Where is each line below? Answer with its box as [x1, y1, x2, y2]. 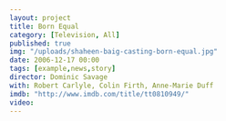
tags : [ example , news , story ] [9, 65, 117, 74]
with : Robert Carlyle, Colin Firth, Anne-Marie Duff [9, 81, 214, 90]
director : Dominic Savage [9, 73, 108, 82]
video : [9, 97, 35, 107]
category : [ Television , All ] [9, 30, 120, 39]
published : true [9, 38, 71, 48]
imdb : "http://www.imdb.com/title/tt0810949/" [9, 89, 190, 98]
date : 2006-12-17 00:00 [9, 55, 100, 65]
